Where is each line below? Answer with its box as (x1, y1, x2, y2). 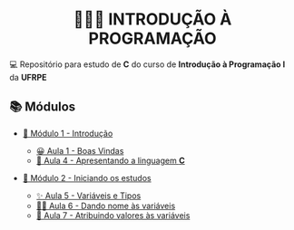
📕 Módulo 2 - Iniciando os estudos (22, 172, 152, 183)
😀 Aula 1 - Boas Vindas (35, 145, 124, 156)
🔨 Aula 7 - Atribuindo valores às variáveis (35, 209, 191, 221)
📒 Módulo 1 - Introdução (22, 128, 113, 139)
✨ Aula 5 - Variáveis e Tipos (35, 190, 142, 201)
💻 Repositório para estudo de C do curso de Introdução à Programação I (9, 59, 286, 70)
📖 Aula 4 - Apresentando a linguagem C (35, 155, 186, 166)
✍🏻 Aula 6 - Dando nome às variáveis (35, 200, 176, 211)
